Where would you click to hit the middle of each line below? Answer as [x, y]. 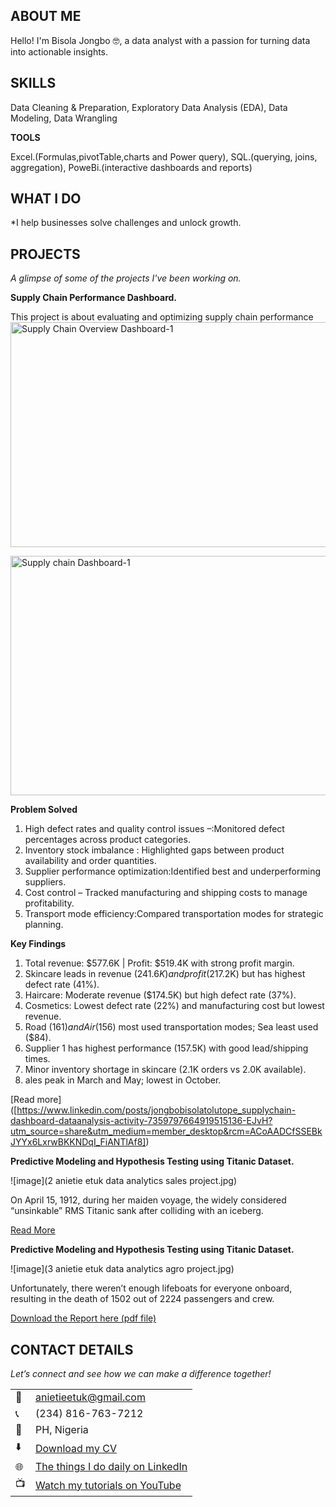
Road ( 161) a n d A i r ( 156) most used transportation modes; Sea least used [171, 1027]
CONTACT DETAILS [72, 1349]
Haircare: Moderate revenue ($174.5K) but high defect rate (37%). [160, 995]
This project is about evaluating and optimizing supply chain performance [162, 317]
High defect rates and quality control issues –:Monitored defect [154, 829]
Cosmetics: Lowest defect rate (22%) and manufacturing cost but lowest [174, 1006]
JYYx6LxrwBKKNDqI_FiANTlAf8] [78, 1142]
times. [37, 1059]
